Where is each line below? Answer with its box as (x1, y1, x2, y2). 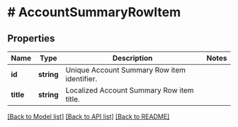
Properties (7, 32, 55, 44)
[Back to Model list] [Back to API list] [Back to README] (7, 112, 170, 121)
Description (112, 54, 153, 63)
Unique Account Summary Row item (65, 65, 186, 75)
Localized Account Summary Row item (65, 85, 194, 95)
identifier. (65, 74, 98, 83)
